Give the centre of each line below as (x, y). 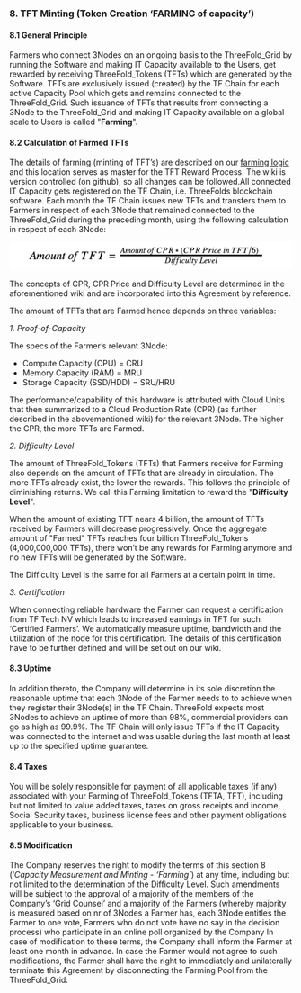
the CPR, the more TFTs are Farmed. (77, 428)
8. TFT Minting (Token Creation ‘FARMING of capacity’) (132, 14)
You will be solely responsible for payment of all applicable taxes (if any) (143, 787)
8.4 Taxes (28, 766)
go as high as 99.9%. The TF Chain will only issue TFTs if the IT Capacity (145, 727)
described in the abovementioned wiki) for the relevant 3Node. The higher (146, 419)
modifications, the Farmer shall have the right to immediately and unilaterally (150, 961)
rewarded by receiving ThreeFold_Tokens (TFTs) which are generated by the (151, 74)
